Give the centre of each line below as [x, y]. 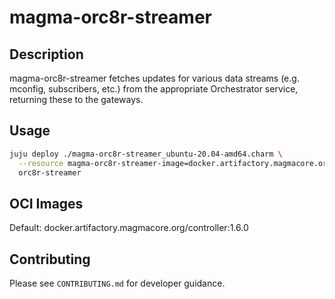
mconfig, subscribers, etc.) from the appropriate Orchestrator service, [154, 89]
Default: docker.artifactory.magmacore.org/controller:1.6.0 [129, 228]
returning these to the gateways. [76, 99]
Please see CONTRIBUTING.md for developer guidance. [117, 283]
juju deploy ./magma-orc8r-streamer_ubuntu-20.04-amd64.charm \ [146, 154]
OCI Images [46, 203]
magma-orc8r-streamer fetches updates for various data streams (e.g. [154, 78]
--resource [41, 163]
